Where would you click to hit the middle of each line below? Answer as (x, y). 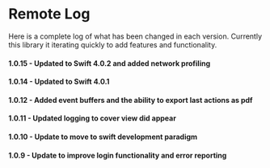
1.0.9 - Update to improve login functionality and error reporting (118, 155)
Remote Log (49, 14)
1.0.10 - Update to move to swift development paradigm (103, 137)
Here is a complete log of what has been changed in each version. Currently (135, 36)
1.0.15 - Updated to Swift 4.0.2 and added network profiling (110, 63)
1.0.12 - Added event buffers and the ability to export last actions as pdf (131, 100)
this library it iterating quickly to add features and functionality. (113, 44)
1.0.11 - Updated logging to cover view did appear (92, 118)
